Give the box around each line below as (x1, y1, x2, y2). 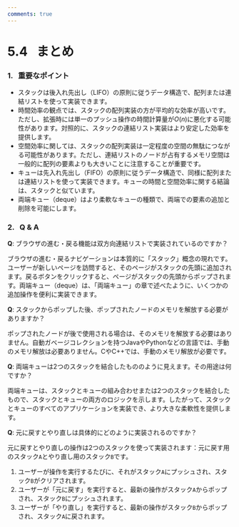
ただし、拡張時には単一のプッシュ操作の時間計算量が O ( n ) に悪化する (17, 115, 219, 123)
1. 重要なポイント (7, 71, 70, 81)
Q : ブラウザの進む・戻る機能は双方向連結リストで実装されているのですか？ (7, 240, 228, 248)
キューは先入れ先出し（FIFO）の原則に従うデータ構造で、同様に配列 (17, 168, 220, 177)
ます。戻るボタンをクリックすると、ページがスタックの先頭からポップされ (7, 272, 225, 281)
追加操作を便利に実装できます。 (7, 290, 101, 299)
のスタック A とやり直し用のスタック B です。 (7, 452, 132, 461)
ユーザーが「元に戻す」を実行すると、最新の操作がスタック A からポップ (17, 486, 228, 494)
